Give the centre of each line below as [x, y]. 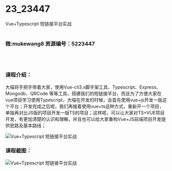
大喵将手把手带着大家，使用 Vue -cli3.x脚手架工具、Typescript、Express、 [83, 87]
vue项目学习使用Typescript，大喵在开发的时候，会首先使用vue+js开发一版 [84, 100]
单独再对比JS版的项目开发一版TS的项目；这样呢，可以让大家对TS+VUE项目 [85, 113]
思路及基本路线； [28, 125]
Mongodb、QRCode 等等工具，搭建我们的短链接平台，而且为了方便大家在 [83, 93]
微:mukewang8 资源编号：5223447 [50, 44]
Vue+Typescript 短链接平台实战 [39, 24]
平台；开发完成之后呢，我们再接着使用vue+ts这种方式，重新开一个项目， [87, 106]
